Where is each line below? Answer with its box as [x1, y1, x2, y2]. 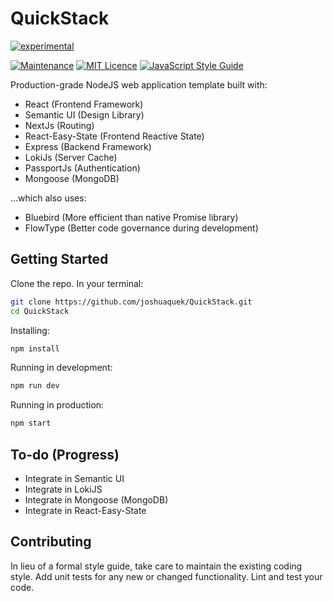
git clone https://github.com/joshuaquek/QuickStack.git [10, 297, 253, 307]
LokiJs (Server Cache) [24, 151, 118, 163]
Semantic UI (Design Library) [24, 108, 145, 121]
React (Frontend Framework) [24, 98, 144, 110]
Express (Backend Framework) [24, 140, 152, 152]
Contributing [10, 533, 92, 551]
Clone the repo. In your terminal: [10, 277, 144, 289]
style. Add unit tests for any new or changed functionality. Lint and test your [10, 570, 323, 582]
